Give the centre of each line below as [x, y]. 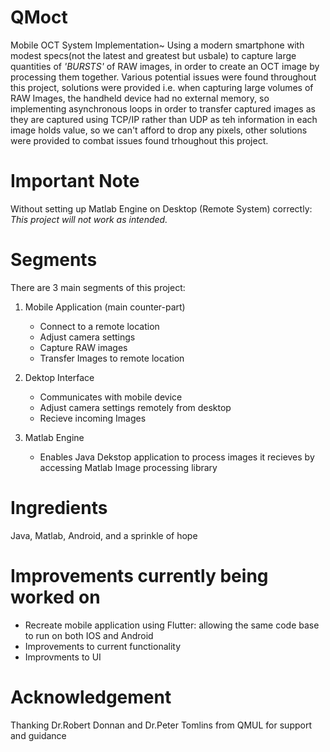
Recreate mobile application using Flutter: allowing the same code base [172, 625]
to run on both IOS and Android [89, 635]
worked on [55, 597]
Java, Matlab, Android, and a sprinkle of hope [104, 535]
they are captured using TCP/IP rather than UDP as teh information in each [164, 119]
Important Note [75, 181]
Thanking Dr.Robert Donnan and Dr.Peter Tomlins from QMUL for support [161, 725]
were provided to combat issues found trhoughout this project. [139, 140]
